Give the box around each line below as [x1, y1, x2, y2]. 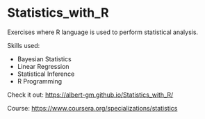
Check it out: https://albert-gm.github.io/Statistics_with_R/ [7, 90, 174, 99]
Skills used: [7, 41, 40, 49]
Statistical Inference [17, 70, 75, 78]
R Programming [17, 77, 63, 85]
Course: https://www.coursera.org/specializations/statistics [7, 104, 178, 112]
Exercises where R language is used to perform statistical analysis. [7, 28, 199, 36]
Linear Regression [17, 62, 69, 70]
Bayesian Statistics [17, 54, 72, 63]
